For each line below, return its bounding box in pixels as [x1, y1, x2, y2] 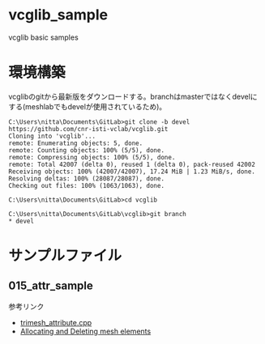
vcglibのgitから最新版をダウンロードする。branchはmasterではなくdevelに [8, 91, 258, 101]
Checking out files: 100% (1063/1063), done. [8, 181, 165, 189]
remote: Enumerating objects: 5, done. [8, 139, 143, 147]
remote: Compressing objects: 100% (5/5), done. [8, 153, 176, 161]
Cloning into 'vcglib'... [8, 132, 96, 140]
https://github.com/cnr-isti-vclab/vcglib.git [8, 125, 169, 133]
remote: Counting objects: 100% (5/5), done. [8, 146, 165, 155]
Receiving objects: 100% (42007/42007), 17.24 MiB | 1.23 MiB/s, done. [8, 168, 255, 176]
